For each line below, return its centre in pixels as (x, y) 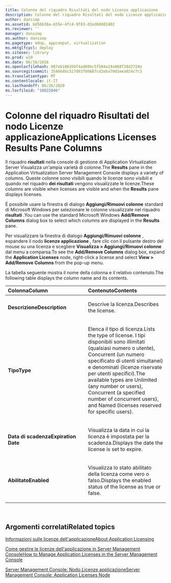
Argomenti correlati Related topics (60, 527)
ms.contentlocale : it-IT (32, 81)
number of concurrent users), (123, 399)
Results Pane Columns (54, 148)
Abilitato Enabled (28, 480)
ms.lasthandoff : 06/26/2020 (35, 85)
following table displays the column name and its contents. (67, 278)
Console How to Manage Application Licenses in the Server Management (81, 555)
